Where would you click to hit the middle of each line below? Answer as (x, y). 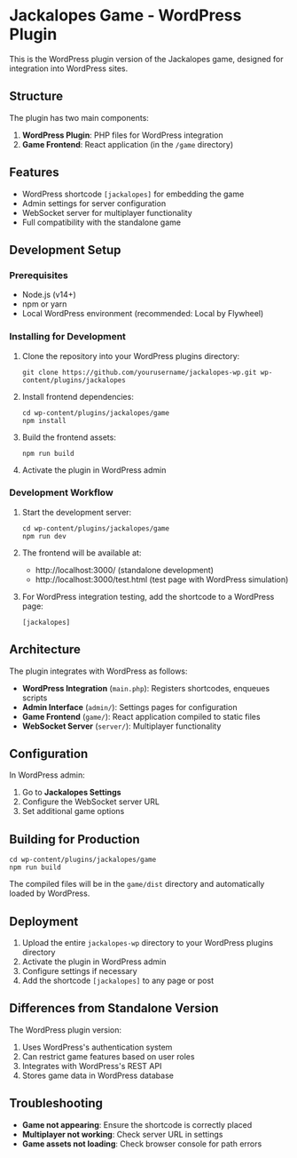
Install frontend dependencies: (78, 396)
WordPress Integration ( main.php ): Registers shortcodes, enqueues (146, 688)
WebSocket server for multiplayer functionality (107, 212)
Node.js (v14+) (49, 295)
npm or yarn (44, 304)
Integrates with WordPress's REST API (92, 1066)
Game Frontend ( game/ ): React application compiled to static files (141, 716)
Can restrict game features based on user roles (108, 1056)
